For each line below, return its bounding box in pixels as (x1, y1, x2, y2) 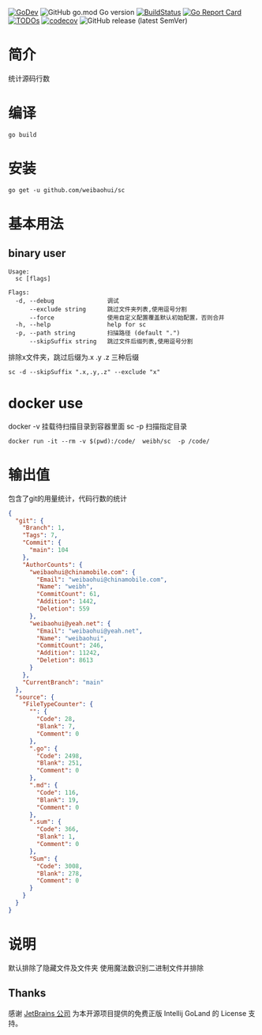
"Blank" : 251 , (36, 759, 83, 767)
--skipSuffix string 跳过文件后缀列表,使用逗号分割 (28, 337, 193, 346)
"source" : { (15, 693, 55, 701)
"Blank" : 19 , (36, 795, 80, 804)
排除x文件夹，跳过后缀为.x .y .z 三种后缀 (8, 352, 140, 361)
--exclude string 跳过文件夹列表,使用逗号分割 (28, 305, 188, 313)
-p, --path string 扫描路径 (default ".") (15, 329, 181, 337)
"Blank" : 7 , (36, 723, 77, 731)
